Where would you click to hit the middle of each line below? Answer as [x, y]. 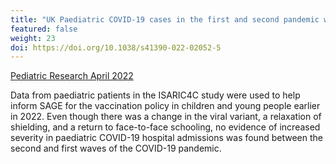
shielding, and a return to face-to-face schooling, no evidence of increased [165, 127]
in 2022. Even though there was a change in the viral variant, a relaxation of [166, 117]
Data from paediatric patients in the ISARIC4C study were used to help [155, 95]
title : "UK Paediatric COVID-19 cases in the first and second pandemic [165, 19]
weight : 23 [33, 38]
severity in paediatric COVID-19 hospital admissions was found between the [166, 138]
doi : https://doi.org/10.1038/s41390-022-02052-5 [116, 47]
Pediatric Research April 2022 [72, 76]
